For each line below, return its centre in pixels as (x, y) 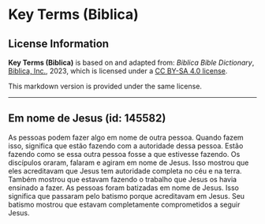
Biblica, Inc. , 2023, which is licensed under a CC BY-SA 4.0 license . (118, 71)
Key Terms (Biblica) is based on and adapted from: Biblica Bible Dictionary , (131, 62)
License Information (58, 44)
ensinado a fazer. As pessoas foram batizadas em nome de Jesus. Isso (123, 188)
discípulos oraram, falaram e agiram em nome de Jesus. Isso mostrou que (129, 162)
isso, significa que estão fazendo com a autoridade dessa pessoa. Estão (126, 146)
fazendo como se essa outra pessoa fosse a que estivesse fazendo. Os (124, 154)
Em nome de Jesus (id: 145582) (87, 119)
